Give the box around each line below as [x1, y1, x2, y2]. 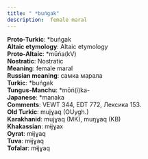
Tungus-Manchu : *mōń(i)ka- [7, 86, 90, 94]
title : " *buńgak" [7, 10, 60, 17]
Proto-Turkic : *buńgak [7, 35, 72, 43]
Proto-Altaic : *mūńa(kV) [7, 49, 77, 58]
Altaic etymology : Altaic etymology [7, 42, 108, 50]
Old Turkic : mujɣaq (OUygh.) [7, 107, 89, 116]
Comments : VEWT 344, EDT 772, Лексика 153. [7, 100, 142, 109]
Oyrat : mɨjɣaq [7, 129, 46, 137]
